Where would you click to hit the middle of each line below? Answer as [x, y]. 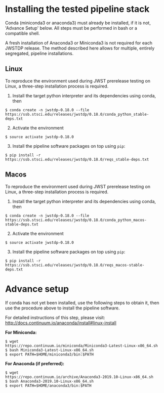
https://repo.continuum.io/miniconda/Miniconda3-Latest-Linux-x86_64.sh [82, 346]
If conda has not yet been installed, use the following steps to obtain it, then [82, 303]
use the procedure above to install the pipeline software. [62, 308]
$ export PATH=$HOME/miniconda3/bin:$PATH [49, 354]
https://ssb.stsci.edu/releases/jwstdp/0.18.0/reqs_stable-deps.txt [77, 159]
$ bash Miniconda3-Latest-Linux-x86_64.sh [49, 350]
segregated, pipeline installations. [40, 53]
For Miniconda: [21, 332]
